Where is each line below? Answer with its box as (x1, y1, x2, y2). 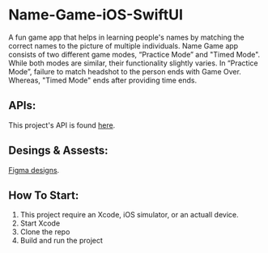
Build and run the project (19, 236, 104, 246)
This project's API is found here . (8, 120, 116, 130)
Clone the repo (19, 227, 70, 237)
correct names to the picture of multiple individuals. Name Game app (8, 40, 239, 50)
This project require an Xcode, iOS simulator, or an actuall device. (19, 210, 239, 220)
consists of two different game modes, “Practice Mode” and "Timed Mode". (8, 49, 261, 59)
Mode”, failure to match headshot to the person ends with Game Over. (8, 66, 241, 76)
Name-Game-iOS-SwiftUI (8, 6, 184, 24)
